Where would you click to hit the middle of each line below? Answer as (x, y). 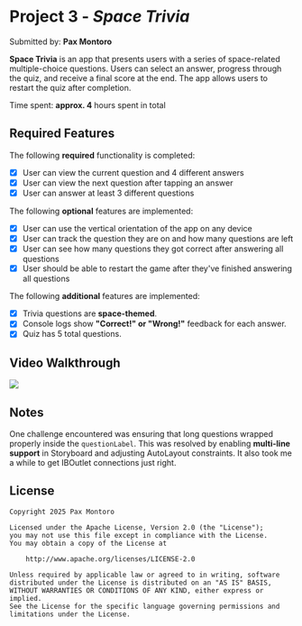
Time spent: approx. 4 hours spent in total (88, 104)
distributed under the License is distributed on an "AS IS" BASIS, (141, 583)
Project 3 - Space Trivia (100, 17)
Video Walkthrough (65, 363)
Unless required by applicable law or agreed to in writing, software (145, 575)
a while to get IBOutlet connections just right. (93, 463)
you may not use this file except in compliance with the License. (139, 535)
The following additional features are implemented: (105, 296)
